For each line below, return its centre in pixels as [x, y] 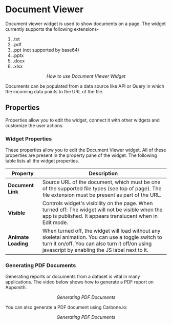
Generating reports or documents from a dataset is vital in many [73, 277]
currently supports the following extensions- [52, 29]
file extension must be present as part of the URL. [102, 195]
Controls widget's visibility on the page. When [98, 204]
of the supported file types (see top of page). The [102, 189]
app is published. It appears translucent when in [100, 216]
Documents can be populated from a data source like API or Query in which [85, 86]
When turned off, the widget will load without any [101, 231]
